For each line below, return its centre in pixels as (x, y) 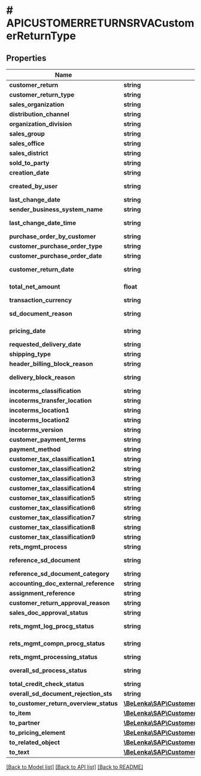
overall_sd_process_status (48, 670)
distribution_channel (39, 114)
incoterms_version (36, 430)
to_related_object (35, 742)
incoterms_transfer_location (51, 401)
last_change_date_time (43, 223)
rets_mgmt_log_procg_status (52, 626)
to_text (19, 752)
